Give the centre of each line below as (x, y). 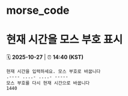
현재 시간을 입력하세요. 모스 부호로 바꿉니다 (53, 72)
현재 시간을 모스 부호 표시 (65, 40)
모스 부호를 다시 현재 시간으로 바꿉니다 (48, 83)
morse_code (38, 10)
